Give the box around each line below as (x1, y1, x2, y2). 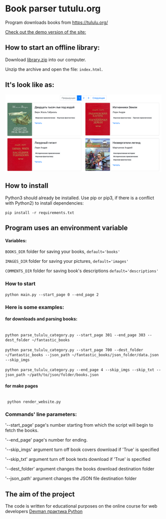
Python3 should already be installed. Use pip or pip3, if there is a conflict (5, 195, 155, 201)
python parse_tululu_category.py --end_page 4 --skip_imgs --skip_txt (5, 367, 155, 372)
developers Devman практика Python (5, 509, 83, 515)
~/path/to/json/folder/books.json (27, 372, 99, 377)
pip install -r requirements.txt (5, 210, 75, 215)
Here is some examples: (5, 303, 65, 310)
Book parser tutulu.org (5, 3, 101, 14)
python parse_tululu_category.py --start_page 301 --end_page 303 (5, 332, 146, 338)
